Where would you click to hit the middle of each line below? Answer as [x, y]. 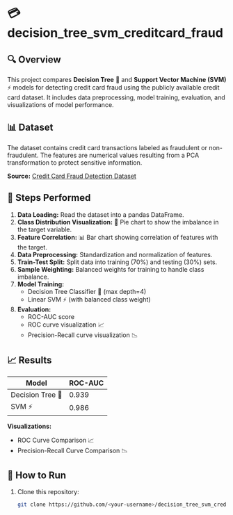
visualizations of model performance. [61, 105]
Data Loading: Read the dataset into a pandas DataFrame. [101, 214]
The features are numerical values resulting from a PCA [120, 155]
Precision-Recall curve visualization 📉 [82, 335]
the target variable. [45, 229]
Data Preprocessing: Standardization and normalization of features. [115, 254]
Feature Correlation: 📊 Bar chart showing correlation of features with [118, 237]
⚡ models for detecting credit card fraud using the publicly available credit [113, 87]
